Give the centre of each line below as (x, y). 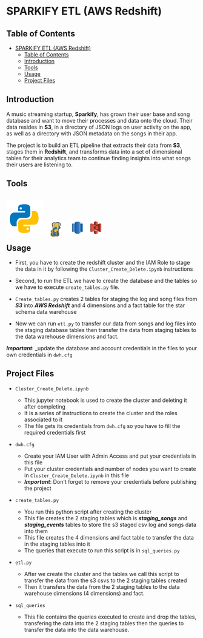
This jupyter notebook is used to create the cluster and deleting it (105, 400)
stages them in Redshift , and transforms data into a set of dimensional (94, 151)
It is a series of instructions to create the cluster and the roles (101, 413)
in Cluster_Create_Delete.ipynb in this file (76, 475)
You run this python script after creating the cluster (88, 512)
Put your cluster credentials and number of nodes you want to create (110, 469)
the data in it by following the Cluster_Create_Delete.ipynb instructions (104, 269)
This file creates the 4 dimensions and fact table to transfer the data (109, 537)
